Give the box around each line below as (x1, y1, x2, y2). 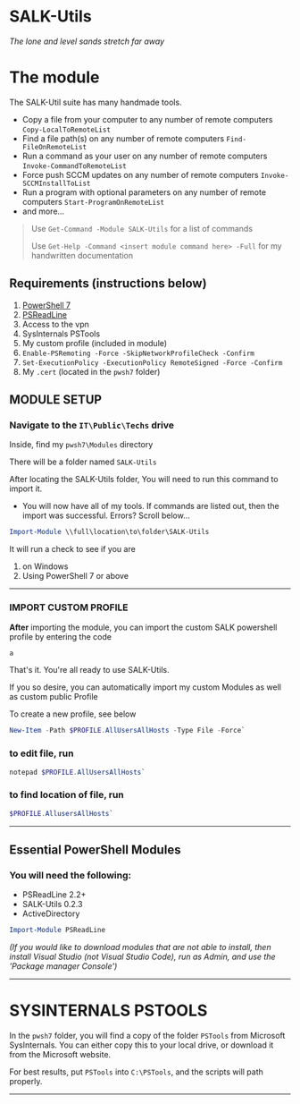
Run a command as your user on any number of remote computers (21, 150, 268, 161)
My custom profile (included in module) (21, 337, 168, 348)
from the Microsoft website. (9, 1049, 112, 1060)
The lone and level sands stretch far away (9, 36, 165, 47)
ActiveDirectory (21, 908, 80, 919)
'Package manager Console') (9, 961, 118, 972)
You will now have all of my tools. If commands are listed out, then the (21, 501, 279, 512)
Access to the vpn (21, 318, 89, 329)
